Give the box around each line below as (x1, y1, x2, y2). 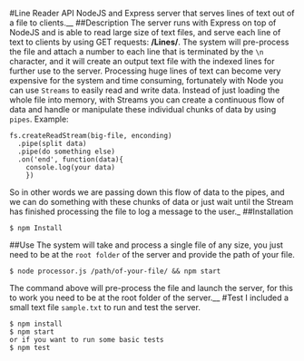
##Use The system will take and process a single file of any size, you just (9, 239, 284, 250)
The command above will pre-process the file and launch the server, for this (9, 283, 293, 293)
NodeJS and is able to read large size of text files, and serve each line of (9, 27, 281, 37)
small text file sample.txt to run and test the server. (9, 302, 201, 312)
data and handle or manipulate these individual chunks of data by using (9, 104, 277, 114)
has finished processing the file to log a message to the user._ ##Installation (9, 206, 294, 217)
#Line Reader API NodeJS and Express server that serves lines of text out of (9, 8, 295, 18)
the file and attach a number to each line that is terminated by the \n (9, 46, 265, 57)
